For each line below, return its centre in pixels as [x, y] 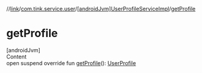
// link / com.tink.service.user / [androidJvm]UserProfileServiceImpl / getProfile [101, 9]
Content [17, 57]
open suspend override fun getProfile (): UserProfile [71, 63]
